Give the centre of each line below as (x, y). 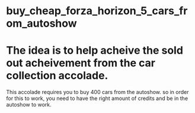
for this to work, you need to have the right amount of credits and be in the (97, 98)
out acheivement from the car (81, 63)
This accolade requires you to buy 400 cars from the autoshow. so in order (97, 92)
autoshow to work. (29, 105)
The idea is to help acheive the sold (95, 51)
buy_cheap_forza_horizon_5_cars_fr (97, 11)
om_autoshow (41, 23)
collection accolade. (57, 76)
